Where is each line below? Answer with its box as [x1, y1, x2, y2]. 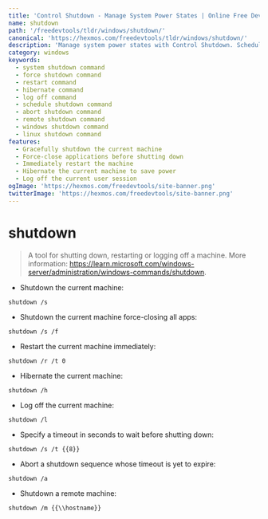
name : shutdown [8, 19, 59, 27]
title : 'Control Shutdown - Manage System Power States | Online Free [8, 11, 248, 20]
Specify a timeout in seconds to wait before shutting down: [19, 430, 214, 439]
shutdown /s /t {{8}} [8, 445, 81, 453]
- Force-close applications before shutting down [15, 152, 183, 160]
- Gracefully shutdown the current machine [15, 145, 162, 153]
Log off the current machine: [19, 400, 114, 410]
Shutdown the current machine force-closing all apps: [19, 312, 198, 321]
